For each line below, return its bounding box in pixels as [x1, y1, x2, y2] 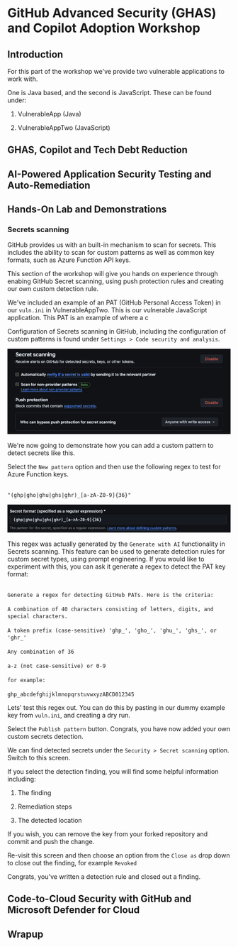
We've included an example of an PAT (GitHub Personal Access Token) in [7, 298, 221, 307]
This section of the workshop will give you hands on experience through [7, 270, 218, 278]
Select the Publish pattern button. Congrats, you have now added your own [7, 724, 231, 733]
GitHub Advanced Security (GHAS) [7, 5, 217, 21]
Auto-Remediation [7, 179, 91, 191]
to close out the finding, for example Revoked [7, 858, 137, 867]
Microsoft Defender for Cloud [7, 904, 140, 916]
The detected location [17, 816, 83, 824]
